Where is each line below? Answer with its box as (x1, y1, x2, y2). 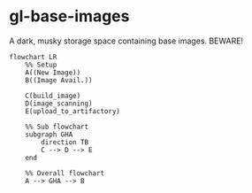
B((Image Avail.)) (25, 75, 93, 85)
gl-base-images (9, 6, 130, 27)
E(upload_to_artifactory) (25, 106, 121, 116)
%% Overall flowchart (25, 168, 104, 178)
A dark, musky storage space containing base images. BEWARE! (9, 35, 244, 46)
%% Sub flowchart (25, 122, 89, 131)
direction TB (41, 137, 89, 147)
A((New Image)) (25, 68, 81, 77)
